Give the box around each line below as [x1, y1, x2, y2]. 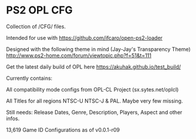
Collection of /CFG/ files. [6, 23, 66, 30]
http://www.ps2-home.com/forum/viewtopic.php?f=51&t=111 [6, 52, 151, 59]
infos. [6, 115, 20, 122]
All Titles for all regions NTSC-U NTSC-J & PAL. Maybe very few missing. [6, 97, 183, 104]
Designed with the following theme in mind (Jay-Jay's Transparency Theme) [6, 45, 191, 53]
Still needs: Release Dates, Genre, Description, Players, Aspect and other [6, 109, 183, 116]
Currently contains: [6, 74, 53, 82]
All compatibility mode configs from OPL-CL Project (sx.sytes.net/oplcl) [6, 86, 179, 93]
